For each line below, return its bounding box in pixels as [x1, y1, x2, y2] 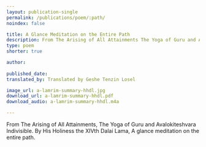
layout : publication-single [6, 9, 78, 15]
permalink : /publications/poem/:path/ [6, 15, 105, 21]
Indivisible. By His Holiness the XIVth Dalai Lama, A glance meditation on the [6, 127, 199, 134]
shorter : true [6, 48, 43, 55]
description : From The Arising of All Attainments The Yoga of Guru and [6, 37, 196, 43]
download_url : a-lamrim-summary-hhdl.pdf [6, 93, 114, 99]
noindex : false [6, 20, 45, 26]
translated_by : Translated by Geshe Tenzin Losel [6, 76, 136, 82]
